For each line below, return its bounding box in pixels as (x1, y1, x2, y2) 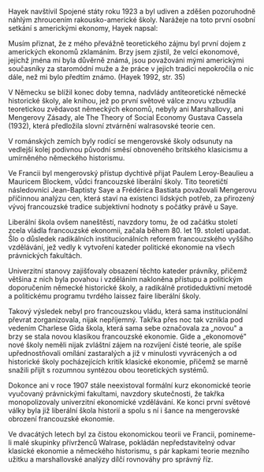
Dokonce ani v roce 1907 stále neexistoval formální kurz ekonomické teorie (8, 380, 251, 390)
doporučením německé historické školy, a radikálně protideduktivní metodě (8, 283, 252, 292)
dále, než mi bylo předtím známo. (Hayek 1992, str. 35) (8, 73, 186, 81)
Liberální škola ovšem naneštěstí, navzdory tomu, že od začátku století (8, 217, 238, 227)
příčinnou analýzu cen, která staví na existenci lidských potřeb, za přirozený (8, 193, 255, 203)
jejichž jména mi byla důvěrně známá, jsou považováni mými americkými (8, 55, 244, 65)
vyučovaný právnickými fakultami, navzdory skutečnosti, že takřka (8, 389, 225, 398)
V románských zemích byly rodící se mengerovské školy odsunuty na (8, 137, 233, 145)
